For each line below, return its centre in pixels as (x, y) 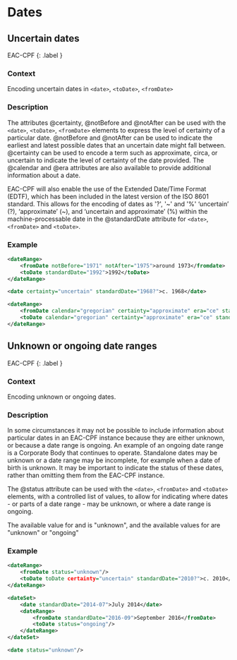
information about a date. (44, 175)
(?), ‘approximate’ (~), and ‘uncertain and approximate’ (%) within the (108, 211)
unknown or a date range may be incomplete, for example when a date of (114, 460)
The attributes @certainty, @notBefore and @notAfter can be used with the (117, 122)
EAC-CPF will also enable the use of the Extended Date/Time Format (107, 188)
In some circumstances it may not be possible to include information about (116, 431)
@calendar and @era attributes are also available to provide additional (109, 167)
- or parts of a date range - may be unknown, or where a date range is (109, 504)
